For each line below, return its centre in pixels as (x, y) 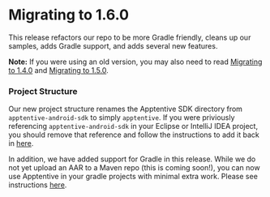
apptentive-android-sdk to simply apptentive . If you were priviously (122, 118)
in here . (21, 143)
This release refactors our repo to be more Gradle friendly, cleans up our (130, 37)
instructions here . (38, 185)
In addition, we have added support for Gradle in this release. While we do (132, 159)
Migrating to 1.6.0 (69, 15)
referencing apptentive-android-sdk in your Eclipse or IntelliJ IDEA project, (133, 126)
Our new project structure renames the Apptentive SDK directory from (126, 109)
